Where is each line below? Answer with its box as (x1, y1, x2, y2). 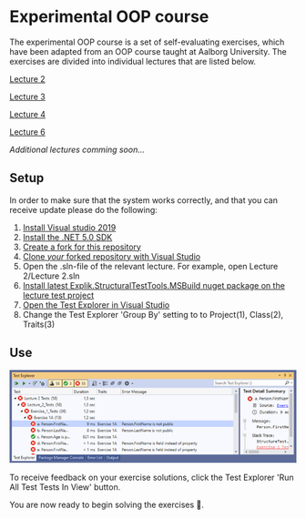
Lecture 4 (9, 108, 46, 119)
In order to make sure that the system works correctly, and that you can (9, 194, 278, 206)
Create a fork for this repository (22, 241, 141, 252)
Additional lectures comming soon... (9, 144, 146, 155)
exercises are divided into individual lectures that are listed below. (9, 56, 257, 66)
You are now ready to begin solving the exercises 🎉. (9, 499, 205, 511)
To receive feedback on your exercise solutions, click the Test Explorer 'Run (9, 472, 294, 483)
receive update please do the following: (9, 204, 158, 215)
